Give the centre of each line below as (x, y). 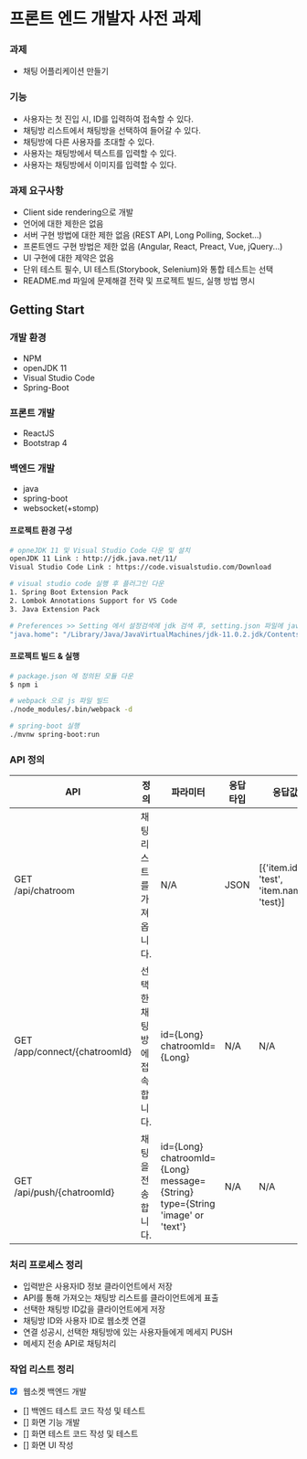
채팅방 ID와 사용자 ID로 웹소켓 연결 (84, 1321)
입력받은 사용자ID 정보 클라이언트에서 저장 (98, 1286)
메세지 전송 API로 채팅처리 (69, 1344)
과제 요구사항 (37, 190)
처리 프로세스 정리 (47, 1265)
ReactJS (38, 433)
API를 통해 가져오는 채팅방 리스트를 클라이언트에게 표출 (121, 1298)
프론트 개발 (32, 412)
